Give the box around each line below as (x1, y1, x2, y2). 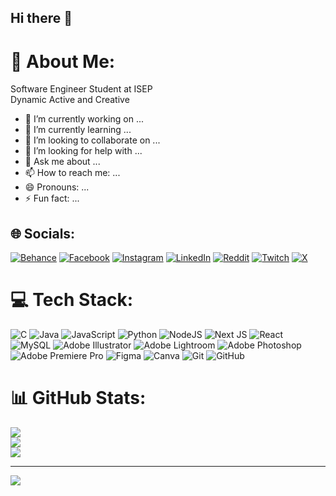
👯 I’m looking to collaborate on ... (24, 134, 161, 146)
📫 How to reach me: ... (24, 167, 121, 179)
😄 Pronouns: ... (24, 181, 90, 193)
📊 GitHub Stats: (10, 387, 147, 410)
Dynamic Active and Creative (10, 94, 130, 106)
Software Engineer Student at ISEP (10, 83, 153, 95)
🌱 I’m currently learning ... (24, 124, 132, 136)
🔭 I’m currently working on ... (24, 113, 144, 125)
